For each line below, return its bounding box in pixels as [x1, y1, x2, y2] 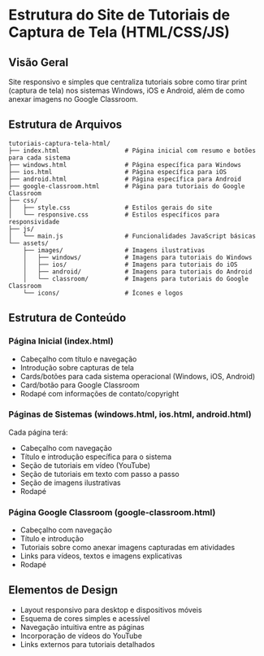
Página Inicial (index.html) [8, 335, 114, 347]
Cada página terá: [8, 427, 68, 437]
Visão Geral [8, 55, 69, 69]
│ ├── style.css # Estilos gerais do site [8, 203, 213, 212]
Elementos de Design [8, 584, 118, 597]
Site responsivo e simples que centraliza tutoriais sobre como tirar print [8, 77, 248, 86]
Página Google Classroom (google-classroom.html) [8, 506, 216, 518]
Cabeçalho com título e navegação [19, 354, 137, 364]
